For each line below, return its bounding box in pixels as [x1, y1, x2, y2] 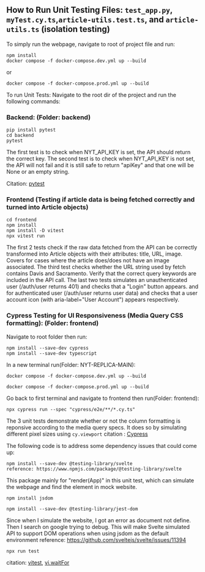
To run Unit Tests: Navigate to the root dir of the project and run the [6, 91, 176, 98]
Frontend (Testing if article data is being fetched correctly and [6, 195, 195, 204]
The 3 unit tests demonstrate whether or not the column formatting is [6, 417, 181, 425]
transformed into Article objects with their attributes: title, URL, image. [6, 250, 182, 257]
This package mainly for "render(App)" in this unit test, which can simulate [6, 476, 195, 484]
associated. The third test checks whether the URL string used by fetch [6, 264, 186, 271]
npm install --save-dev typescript [6, 350, 97, 356]
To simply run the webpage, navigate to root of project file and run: [6, 40, 176, 48]
